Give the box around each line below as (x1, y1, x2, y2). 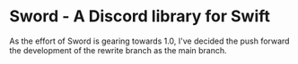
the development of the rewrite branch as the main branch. (9, 44, 227, 55)
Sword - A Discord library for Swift (9, 6, 271, 27)
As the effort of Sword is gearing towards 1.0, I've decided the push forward (9, 36, 290, 46)
